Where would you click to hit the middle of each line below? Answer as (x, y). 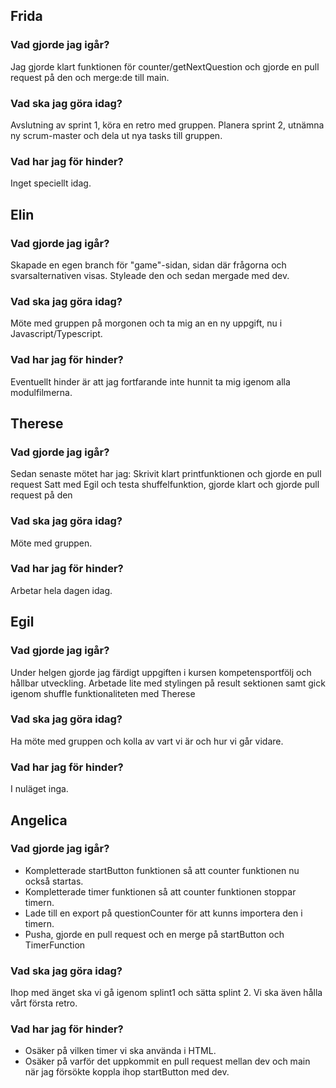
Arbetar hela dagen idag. (61, 590)
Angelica (39, 820)
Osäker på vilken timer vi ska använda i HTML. (120, 1051)
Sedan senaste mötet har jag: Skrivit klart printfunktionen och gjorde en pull (166, 474)
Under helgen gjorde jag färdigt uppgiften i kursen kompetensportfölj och (161, 672)
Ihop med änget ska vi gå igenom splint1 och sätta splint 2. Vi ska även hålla (166, 993)
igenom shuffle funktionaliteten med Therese (103, 693)
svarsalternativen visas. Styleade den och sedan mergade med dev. (150, 275)
